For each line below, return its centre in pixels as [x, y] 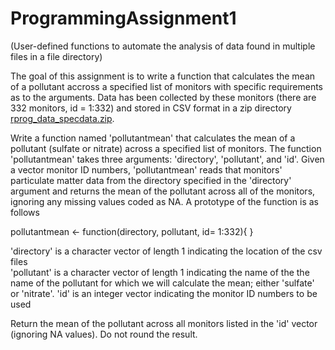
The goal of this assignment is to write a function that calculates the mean [163, 76]
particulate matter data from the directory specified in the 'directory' [151, 180]
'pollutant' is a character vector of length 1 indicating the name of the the [160, 272]
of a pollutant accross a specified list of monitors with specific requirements [166, 86]
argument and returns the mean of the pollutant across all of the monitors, [163, 191]
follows [25, 212]
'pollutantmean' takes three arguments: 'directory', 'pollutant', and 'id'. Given [167, 159]
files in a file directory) [56, 56]
